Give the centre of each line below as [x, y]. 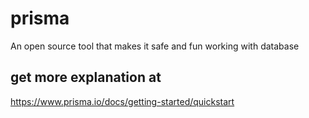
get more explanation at [86, 77]
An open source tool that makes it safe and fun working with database [155, 46]
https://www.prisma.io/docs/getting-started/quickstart [122, 101]
